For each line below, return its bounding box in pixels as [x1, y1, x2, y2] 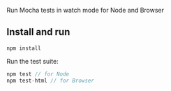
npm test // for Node [6, 70, 70, 78]
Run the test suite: [6, 57, 59, 65]
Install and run [6, 26, 70, 38]
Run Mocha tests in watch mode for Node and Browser [6, 6, 165, 14]
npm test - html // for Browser [6, 77, 95, 84]
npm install [6, 45, 41, 52]
